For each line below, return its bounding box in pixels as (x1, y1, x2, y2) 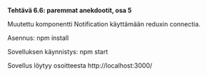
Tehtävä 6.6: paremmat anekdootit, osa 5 (7, 6, 132, 14)
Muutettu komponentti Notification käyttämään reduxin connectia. (7, 20, 201, 28)
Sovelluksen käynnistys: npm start (7, 48, 108, 56)
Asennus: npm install (7, 34, 69, 42)
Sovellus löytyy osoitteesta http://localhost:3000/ (7, 61, 153, 70)
